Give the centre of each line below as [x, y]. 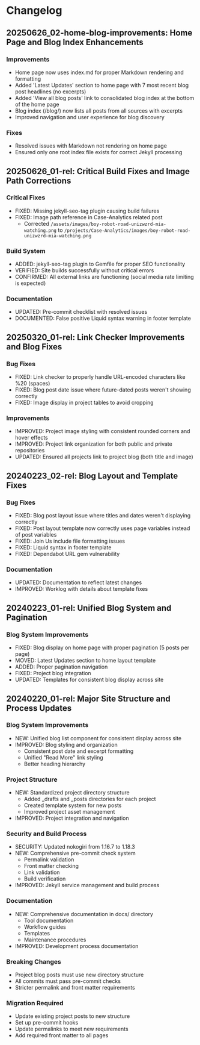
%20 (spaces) [32, 384]
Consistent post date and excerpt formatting [79, 751]
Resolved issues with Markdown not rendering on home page [91, 146]
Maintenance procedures [55, 940]
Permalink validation [49, 859]
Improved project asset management [69, 812]
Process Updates [39, 708]
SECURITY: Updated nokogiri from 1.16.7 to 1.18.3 [75, 847]
